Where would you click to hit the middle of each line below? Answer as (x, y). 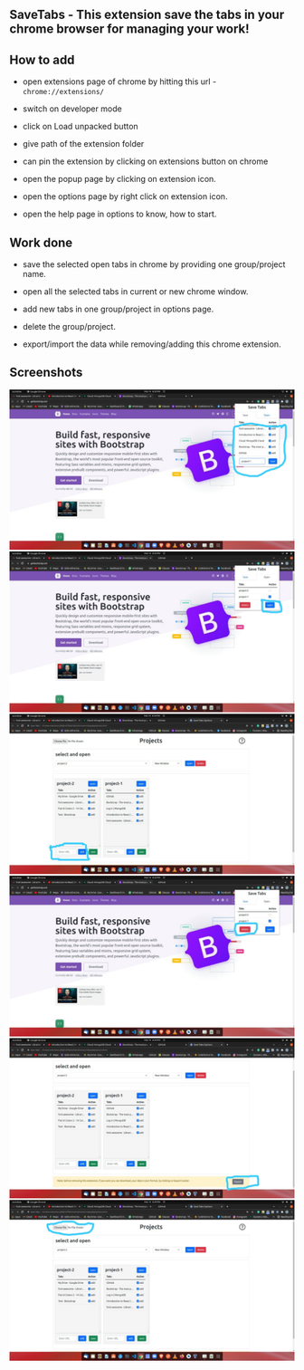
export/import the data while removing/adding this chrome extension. (152, 344)
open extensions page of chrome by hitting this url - (119, 81)
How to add (42, 59)
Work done (41, 242)
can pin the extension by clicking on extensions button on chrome (145, 161)
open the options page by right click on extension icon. (125, 196)
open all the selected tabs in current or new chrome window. (135, 292)
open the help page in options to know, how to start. (119, 214)
